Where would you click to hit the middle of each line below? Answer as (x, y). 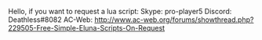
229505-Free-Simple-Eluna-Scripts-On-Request (87, 28)
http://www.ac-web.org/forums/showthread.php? (174, 20)
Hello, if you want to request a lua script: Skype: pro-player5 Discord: (120, 11)
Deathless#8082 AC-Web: (50, 20)
